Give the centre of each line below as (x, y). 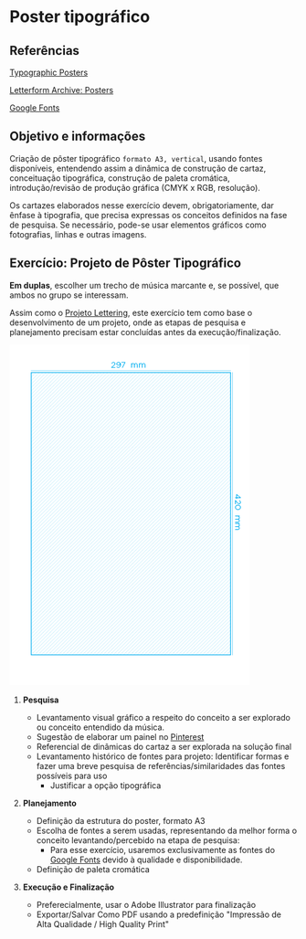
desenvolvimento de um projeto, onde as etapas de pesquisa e (128, 322)
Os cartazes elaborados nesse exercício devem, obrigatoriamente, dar (142, 205)
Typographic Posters (49, 72)
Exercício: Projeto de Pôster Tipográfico (126, 264)
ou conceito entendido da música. (100, 727)
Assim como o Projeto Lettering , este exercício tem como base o (131, 312)
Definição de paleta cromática (93, 869)
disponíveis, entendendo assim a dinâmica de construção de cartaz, (138, 168)
